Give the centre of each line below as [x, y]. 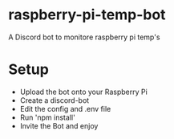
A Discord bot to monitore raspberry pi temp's [84, 37]
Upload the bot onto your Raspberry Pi [84, 92]
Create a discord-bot [55, 100]
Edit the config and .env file [65, 108]
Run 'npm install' [48, 117]
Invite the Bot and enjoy [59, 125]
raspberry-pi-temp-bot [87, 15]
